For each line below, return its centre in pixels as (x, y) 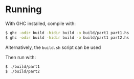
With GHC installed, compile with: (40, 23)
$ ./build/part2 (23, 71)
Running (24, 9)
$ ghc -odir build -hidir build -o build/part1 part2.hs (67, 37)
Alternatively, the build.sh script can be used (53, 47)
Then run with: (21, 57)
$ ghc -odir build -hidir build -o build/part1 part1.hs (67, 33)
